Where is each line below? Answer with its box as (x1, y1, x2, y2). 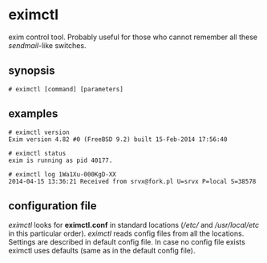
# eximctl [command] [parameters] (8, 85, 124, 93)
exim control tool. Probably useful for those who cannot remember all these (8, 32, 258, 42)
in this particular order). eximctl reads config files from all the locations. (8, 229, 245, 238)
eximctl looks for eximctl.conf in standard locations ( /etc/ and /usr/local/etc (8, 221, 259, 230)
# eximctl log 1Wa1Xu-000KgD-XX (8, 170, 116, 178)
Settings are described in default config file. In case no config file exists (8, 237, 246, 247)
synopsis (8, 64, 55, 78)
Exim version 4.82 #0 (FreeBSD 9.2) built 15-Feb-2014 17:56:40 (8, 135, 228, 144)
